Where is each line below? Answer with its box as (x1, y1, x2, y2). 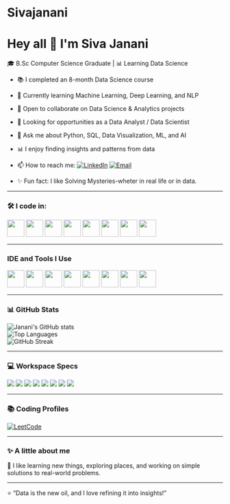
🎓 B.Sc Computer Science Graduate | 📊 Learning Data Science (7, 60, 188, 68)
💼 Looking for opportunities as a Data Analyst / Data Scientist (16, 118, 190, 126)
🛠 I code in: (7, 201, 47, 211)
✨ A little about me (7, 446, 71, 455)
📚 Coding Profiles (7, 404, 69, 414)
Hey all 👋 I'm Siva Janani (7, 36, 149, 52)
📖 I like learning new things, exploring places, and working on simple (7, 461, 201, 470)
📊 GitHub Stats (7, 305, 60, 314)
